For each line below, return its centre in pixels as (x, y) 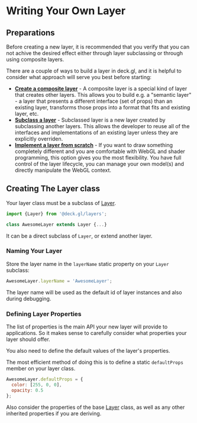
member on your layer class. (41, 369)
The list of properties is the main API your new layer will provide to (87, 327)
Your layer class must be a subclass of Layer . (61, 203)
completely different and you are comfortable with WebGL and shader (100, 151)
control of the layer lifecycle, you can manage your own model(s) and (99, 164)
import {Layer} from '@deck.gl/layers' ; (57, 214)
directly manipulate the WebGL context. (63, 170)
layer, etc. (27, 114)
